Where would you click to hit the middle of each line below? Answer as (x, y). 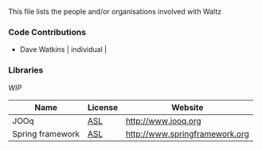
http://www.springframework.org (187, 133)
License (102, 107)
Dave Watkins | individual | (63, 49)
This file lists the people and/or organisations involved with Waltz (115, 12)
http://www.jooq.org (163, 120)
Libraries (26, 70)
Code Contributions (47, 32)
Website (187, 107)
